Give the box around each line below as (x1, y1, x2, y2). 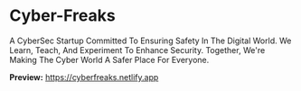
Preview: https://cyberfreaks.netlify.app (9, 71, 159, 82)
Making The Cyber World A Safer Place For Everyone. (9, 54, 210, 65)
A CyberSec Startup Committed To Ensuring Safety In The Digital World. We (9, 35, 292, 46)
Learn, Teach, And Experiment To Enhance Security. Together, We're (9, 44, 266, 55)
